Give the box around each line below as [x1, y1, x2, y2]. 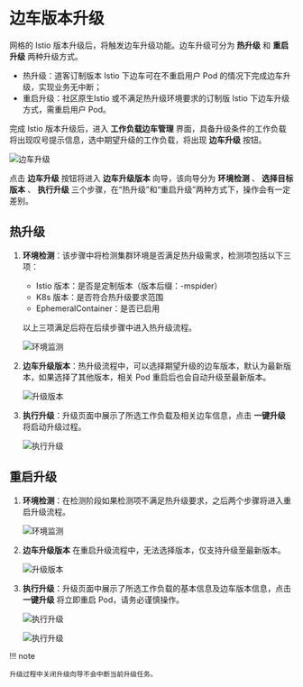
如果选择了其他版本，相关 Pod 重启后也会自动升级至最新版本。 [38, 371, 271, 382]
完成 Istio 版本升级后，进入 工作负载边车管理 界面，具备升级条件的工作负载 [9, 123, 287, 133]
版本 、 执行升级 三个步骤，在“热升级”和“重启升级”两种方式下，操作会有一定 [9, 184, 291, 195]
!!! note [9, 650, 36, 661]
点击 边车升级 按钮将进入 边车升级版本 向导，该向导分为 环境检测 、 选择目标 [9, 172, 294, 183]
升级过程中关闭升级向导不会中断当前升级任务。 [9, 669, 158, 679]
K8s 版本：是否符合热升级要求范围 [35, 291, 164, 302]
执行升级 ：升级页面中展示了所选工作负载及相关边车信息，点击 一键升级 [22, 409, 286, 420]
